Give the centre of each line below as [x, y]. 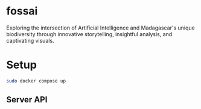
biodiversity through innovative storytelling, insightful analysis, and [89, 34]
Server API [27, 100]
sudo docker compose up [36, 81]
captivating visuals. [30, 40]
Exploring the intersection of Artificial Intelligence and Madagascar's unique [101, 28]
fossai [22, 11]
